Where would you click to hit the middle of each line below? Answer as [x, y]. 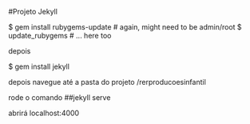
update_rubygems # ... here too [60, 36]
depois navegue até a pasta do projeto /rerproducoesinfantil [107, 82]
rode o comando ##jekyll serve [60, 98]
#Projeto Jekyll [33, 12]
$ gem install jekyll [39, 66]
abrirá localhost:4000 [44, 113]
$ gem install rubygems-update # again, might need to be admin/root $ [125, 27]
